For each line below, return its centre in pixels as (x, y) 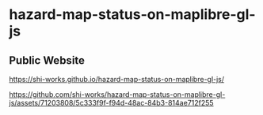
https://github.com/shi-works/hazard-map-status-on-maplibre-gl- (117, 95)
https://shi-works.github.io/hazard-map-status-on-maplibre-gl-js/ (117, 79)
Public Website (47, 60)
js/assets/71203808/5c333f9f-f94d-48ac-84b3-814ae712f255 (111, 103)
